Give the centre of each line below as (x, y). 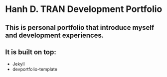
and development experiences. (55, 35)
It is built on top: (31, 52)
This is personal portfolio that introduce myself (80, 28)
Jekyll (18, 64)
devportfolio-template (35, 69)
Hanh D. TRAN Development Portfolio (84, 9)
